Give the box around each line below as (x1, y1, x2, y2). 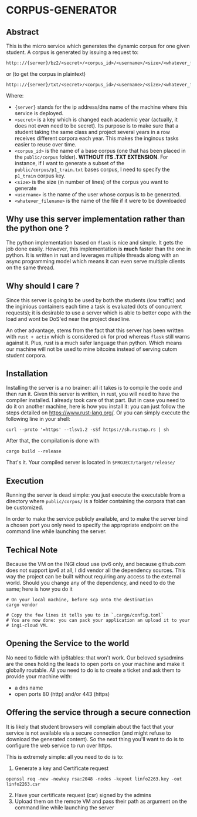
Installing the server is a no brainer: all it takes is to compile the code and (6, 384, 182, 391)
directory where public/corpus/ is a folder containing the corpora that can (6, 498, 186, 505)
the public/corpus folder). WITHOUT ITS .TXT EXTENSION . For (14, 153, 168, 160)
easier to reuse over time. (14, 141, 77, 148)
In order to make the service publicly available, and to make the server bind (6, 515, 188, 523)
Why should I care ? (6, 281, 80, 291)
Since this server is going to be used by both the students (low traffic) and (6, 296, 186, 303)
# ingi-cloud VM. (6, 622, 49, 629)
